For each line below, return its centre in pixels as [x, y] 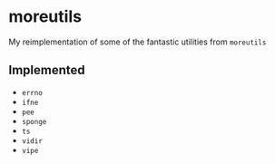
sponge [34, 121]
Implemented [47, 70]
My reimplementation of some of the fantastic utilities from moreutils [137, 42]
